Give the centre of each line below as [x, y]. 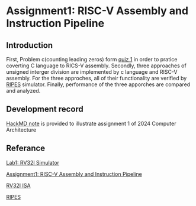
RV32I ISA [18, 185]
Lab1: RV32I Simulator [33, 162]
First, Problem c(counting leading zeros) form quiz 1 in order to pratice [92, 59]
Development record [45, 109]
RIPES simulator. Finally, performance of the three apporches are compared [98, 84]
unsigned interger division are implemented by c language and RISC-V [92, 72]
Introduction [30, 45]
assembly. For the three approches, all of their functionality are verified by [97, 78]
